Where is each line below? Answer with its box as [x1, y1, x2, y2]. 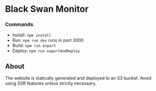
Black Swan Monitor [5, 3, 89, 15]
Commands [5, 21, 33, 28]
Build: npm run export [12, 43, 56, 49]
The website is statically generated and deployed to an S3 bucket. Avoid [5, 75, 152, 81]
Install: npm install [12, 32, 52, 38]
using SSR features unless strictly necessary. [5, 80, 97, 87]
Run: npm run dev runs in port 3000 [12, 37, 84, 43]
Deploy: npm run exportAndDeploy [12, 48, 80, 54]
